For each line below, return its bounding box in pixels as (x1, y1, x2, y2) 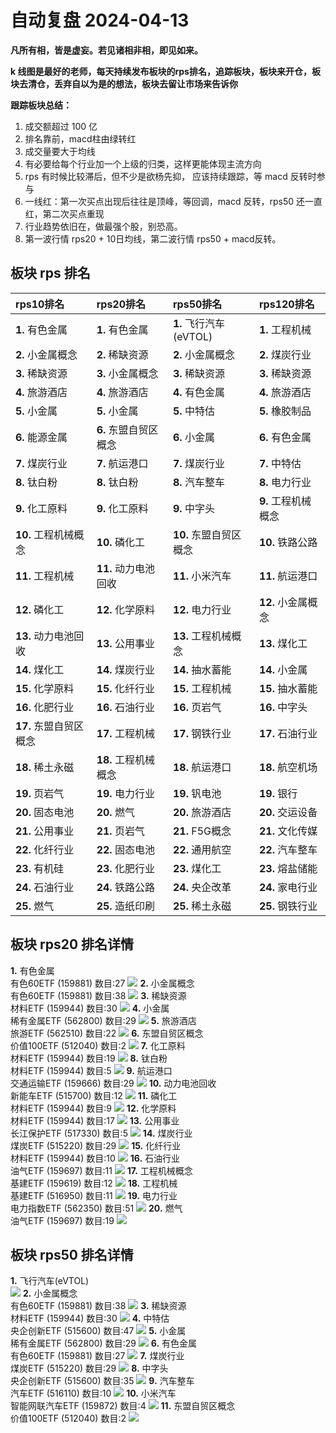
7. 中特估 (258, 456, 302, 470)
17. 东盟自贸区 (15, 719, 85, 733)
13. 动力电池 (15, 629, 75, 643)
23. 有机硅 (15, 861, 65, 875)
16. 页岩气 (172, 700, 222, 714)
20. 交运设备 (258, 805, 318, 819)
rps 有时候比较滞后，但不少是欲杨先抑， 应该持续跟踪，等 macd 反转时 (24, 170, 317, 182)
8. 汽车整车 (172, 475, 225, 489)
